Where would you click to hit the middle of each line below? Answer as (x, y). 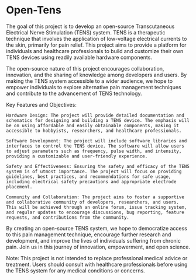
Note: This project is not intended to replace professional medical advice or (97, 258)
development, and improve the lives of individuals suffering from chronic (94, 240)
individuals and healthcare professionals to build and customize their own (95, 51)
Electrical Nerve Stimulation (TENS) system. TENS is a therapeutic (86, 32)
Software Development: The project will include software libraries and (97, 141)
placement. (19, 187)
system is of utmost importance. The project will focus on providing (94, 171)
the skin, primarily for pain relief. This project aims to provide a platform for (96, 45)
